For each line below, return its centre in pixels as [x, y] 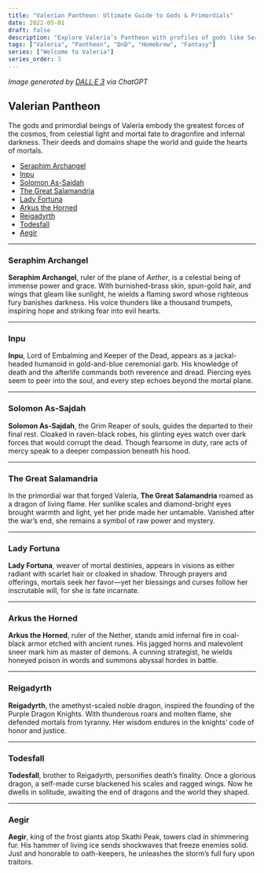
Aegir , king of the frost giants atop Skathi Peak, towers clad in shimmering [128, 837]
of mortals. [26, 150]
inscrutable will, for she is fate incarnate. [74, 591]
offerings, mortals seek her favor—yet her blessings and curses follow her [128, 582]
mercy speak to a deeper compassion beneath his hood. [99, 451]
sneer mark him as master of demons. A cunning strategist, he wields [121, 652]
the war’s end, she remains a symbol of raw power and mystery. [112, 521]
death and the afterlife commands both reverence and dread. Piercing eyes [130, 372]
